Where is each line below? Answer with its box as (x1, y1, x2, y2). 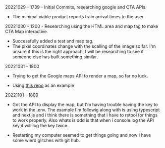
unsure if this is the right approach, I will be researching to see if (12, 49, 144, 54)
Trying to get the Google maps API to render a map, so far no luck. (12, 73, 148, 78)
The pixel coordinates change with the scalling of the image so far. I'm (12, 43, 156, 49)
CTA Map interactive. (5, 29, 48, 34)
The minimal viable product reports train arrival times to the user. (12, 14, 145, 19)
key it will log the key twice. (12, 123, 69, 128)
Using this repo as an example (12, 82, 74, 88)
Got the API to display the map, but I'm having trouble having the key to (12, 102, 158, 108)
